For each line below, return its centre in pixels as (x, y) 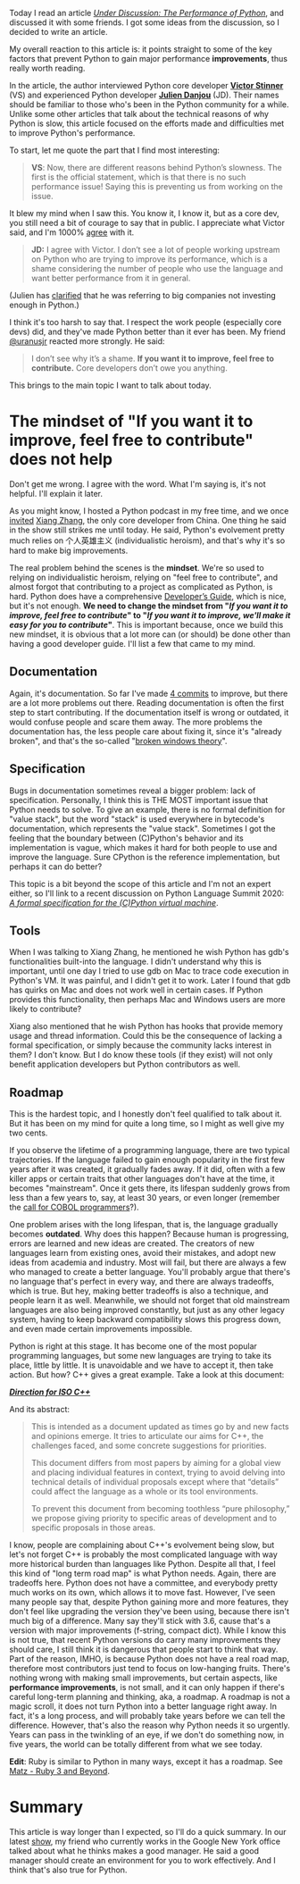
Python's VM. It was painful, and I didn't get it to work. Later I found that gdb (150, 981)
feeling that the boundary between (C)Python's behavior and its (126, 838)
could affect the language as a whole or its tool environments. (145, 1492)
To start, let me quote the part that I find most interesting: (115, 150)
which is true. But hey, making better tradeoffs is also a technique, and (139, 1291)
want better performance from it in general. (111, 278)
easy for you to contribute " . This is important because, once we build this (146, 624)
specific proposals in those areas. (93, 1528)
